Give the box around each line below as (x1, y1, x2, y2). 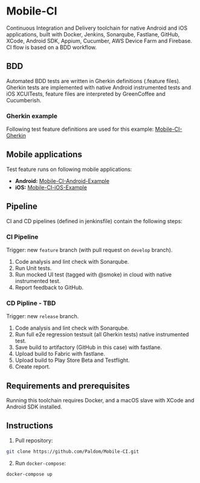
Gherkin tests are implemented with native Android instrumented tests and (6, 84, 192, 91)
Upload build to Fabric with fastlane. (15, 350, 106, 358)
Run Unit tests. (15, 264, 52, 271)
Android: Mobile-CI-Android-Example (15, 177, 110, 184)
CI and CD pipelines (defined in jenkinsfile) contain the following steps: (6, 217, 182, 225)
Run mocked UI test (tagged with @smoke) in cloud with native (15, 271, 172, 278)
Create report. (15, 363, 51, 370)
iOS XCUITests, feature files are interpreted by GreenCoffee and (6, 90, 166, 98)
